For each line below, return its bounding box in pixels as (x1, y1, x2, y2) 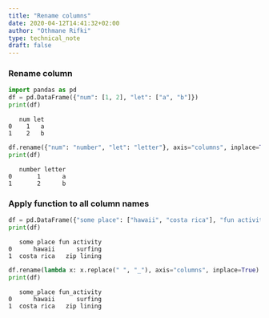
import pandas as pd (8, 86, 78, 95)
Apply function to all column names (8, 198, 150, 209)
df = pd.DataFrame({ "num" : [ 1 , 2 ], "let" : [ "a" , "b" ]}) (8, 94, 199, 102)
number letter (18, 165, 66, 173)
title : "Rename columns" (8, 11, 91, 20)
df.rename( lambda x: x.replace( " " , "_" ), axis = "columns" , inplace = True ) (8, 266, 260, 274)
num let (18, 115, 45, 124)
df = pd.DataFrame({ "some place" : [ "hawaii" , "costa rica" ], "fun (8, 216, 235, 224)
